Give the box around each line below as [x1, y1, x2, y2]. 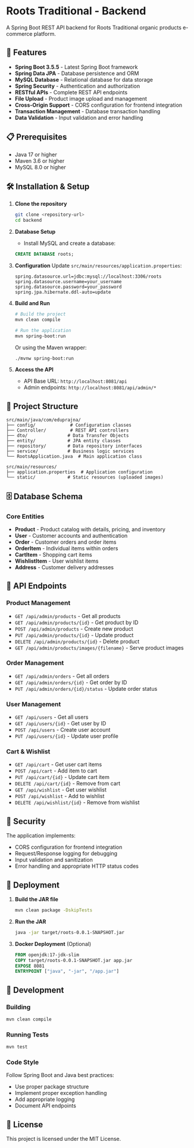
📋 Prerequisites [6, 132, 67, 142]
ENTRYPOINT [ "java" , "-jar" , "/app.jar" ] [14, 969, 120, 975]
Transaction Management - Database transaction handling [14, 107, 161, 114]
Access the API [14, 366, 54, 373]
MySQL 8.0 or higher [14, 163, 67, 170]
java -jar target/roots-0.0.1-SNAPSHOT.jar [14, 929, 125, 935]
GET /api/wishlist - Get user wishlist [14, 786, 107, 793]
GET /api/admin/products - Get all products [14, 612, 121, 619]
